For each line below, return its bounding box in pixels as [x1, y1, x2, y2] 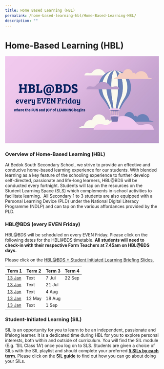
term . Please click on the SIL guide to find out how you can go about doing [5, 353, 156, 359]
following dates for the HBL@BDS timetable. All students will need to [5, 237, 145, 243]
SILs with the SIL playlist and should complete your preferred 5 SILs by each [5, 347, 159, 353]
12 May [26, 295, 42, 301]
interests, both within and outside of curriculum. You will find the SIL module [5, 337, 159, 343]
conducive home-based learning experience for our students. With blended [5, 167, 157, 173]
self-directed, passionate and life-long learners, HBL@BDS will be [5, 178, 138, 184]
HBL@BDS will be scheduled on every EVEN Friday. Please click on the [5, 232, 148, 238]
